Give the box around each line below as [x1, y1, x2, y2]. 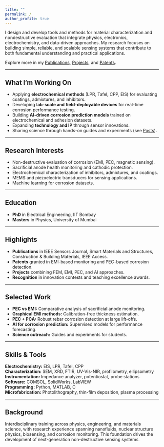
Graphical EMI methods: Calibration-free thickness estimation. [12, 311, 139, 317]
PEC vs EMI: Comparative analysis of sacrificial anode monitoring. [12, 306, 145, 312]
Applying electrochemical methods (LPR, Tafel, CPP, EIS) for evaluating [12, 91, 158, 97]
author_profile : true [5, 16, 49, 21]
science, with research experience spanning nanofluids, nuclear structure [5, 426, 154, 432]
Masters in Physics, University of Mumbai [12, 216, 97, 222]
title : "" [5, 7, 25, 12]
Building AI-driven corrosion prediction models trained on [12, 112, 131, 118]
